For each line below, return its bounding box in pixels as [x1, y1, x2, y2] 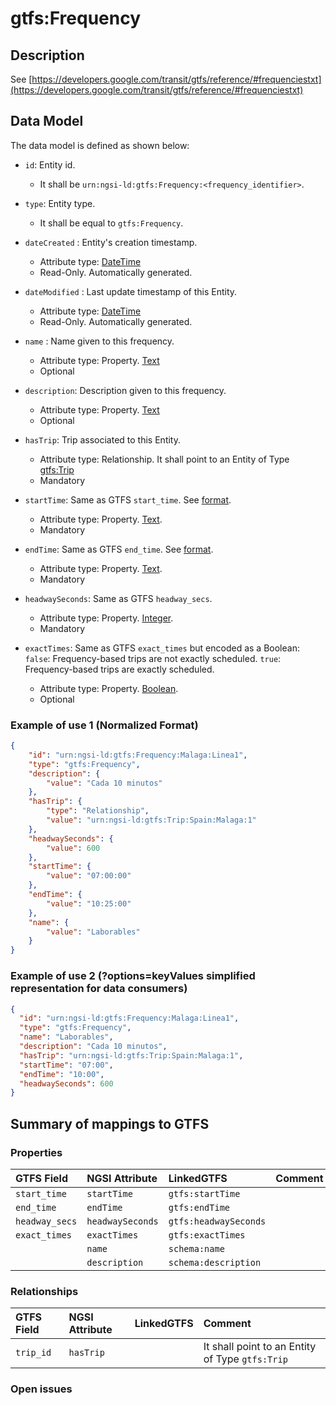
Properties [10, 1145, 63, 1159]
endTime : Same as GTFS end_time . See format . [24, 543, 214, 555]
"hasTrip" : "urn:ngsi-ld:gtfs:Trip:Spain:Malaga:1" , [19, 1050, 244, 1061]
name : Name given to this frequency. [24, 335, 175, 347]
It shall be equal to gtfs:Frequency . [39, 217, 184, 229]
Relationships [10, 1284, 79, 1298]
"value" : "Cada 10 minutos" [46, 778, 163, 788]
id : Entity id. [24, 158, 76, 171]
